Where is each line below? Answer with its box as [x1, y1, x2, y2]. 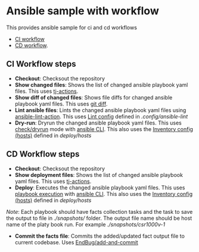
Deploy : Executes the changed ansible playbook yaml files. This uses [14, 183, 185, 191]
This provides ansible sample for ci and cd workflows [6, 24, 137, 31]
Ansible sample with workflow [6, 4, 159, 18]
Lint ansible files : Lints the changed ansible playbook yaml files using [14, 106, 186, 114]
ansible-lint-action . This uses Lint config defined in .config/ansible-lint [14, 113, 188, 120]
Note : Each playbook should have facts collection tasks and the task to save [6, 208, 193, 215]
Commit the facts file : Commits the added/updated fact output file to [14, 232, 185, 239]
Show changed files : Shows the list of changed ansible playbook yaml [14, 81, 188, 88]
